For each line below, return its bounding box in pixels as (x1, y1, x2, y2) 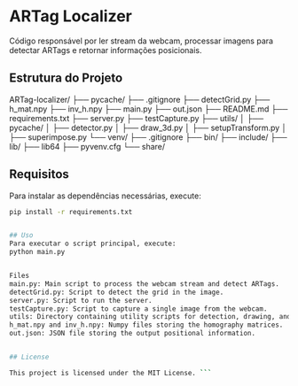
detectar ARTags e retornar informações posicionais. (9, 44, 202, 55)
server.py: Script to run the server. (9, 296, 153, 305)
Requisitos (9, 166, 69, 182)
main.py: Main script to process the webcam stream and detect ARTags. (9, 279, 279, 289)
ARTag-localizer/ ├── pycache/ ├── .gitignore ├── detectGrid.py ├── (9, 94, 271, 104)
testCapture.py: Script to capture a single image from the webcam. (9, 304, 268, 313)
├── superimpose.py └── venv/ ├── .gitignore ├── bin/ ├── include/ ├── (9, 131, 287, 143)
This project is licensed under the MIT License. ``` (9, 368, 213, 377)
